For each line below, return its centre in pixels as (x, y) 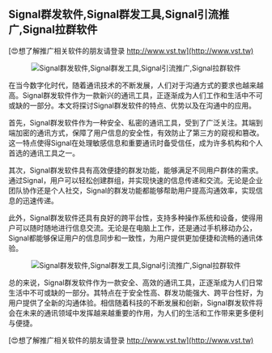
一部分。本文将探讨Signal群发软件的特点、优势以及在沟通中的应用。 (143, 105)
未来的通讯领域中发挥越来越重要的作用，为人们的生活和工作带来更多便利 (143, 313)
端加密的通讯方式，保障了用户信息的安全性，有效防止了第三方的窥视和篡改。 (136, 133)
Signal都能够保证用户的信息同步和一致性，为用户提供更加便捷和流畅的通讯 (132, 238)
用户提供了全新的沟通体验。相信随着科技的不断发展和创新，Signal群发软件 (132, 303)
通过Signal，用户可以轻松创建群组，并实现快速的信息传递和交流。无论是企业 (136, 180)
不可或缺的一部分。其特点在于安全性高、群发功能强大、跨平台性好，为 (147, 292)
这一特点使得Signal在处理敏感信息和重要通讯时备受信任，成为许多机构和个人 (136, 142)
